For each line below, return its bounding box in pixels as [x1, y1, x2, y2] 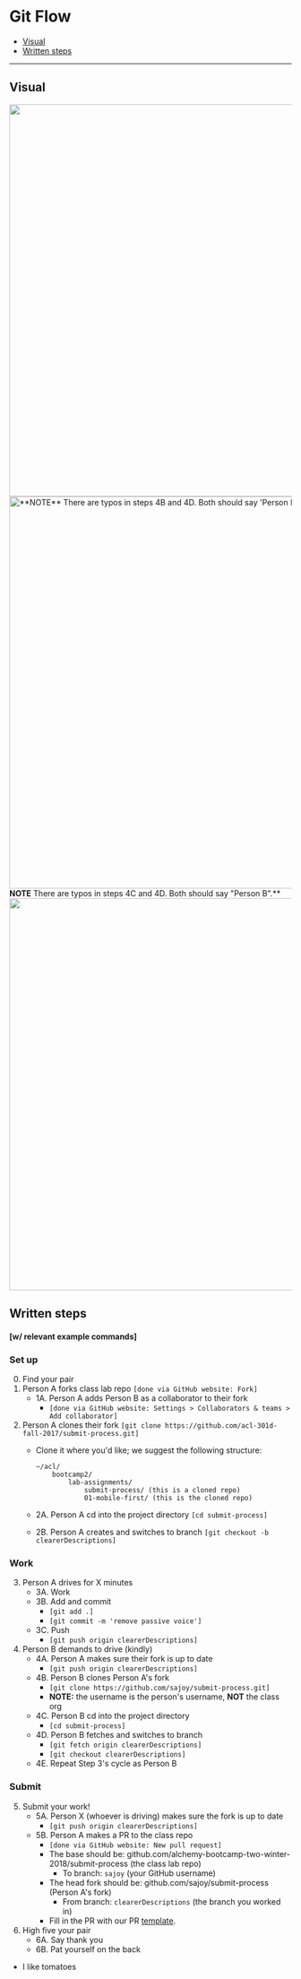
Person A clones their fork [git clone [21, 1420, 161, 1430]
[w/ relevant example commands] [9, 1331, 137, 1342]
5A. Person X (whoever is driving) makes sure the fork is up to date [35, 1810, 284, 1821]
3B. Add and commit [35, 1596, 112, 1607]
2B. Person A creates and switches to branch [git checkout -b [35, 1526, 269, 1538]
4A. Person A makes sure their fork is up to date [35, 1654, 213, 1664]
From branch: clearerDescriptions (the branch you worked [62, 1896, 281, 1906]
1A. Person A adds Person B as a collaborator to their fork [35, 1393, 248, 1404]
